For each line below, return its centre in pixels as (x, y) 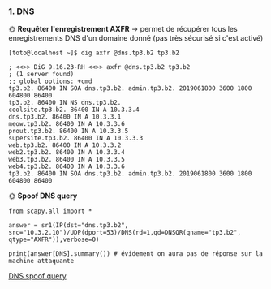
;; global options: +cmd (50, 82)
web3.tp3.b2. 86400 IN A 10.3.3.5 (67, 160)
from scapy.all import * (50, 211)
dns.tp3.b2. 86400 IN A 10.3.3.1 (65, 117)
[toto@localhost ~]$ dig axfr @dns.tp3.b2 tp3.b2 (94, 53)
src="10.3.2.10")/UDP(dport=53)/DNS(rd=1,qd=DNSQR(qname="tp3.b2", (125, 233)
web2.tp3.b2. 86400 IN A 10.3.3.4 (67, 153)
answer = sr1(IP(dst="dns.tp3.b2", (69, 226)
